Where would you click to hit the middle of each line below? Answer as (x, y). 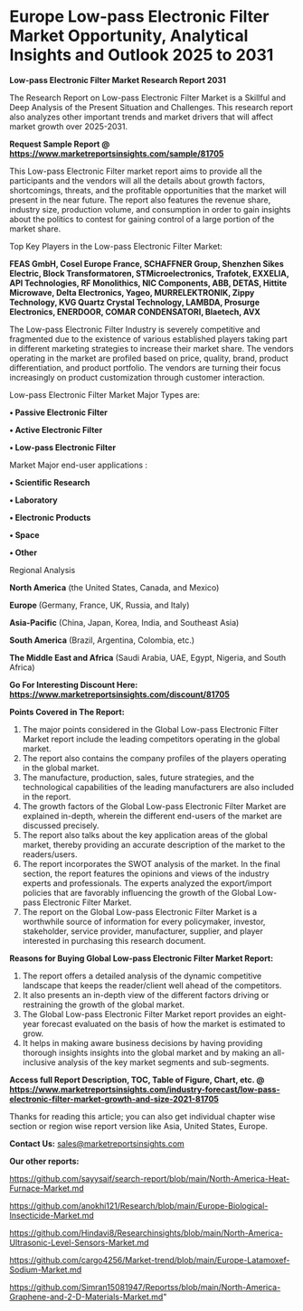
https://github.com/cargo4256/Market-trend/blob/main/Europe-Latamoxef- (150, 1259)
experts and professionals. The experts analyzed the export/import (147, 882)
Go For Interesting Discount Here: (74, 684)
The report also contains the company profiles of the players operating (154, 758)
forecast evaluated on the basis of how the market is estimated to (163, 1023)
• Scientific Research (50, 482)
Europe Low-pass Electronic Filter (139, 17)
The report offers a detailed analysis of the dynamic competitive (142, 976)
